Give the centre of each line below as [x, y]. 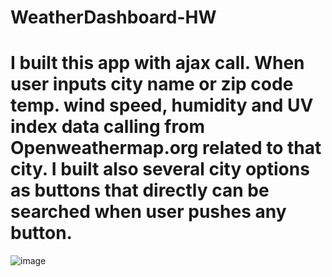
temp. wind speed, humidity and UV [162, 105]
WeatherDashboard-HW [113, 17]
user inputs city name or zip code [152, 84]
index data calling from [107, 127]
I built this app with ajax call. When [157, 63]
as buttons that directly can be [140, 190]
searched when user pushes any [148, 212]
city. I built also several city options [160, 169]
